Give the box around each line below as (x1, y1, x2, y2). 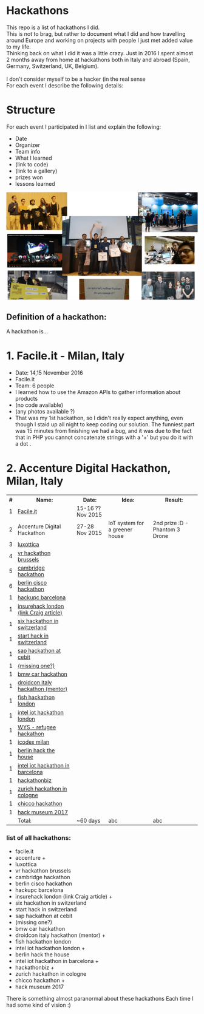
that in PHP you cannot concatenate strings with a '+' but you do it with (15, 434, 194, 441)
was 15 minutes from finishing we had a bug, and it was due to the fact (15, 427, 192, 435)
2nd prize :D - (152, 520, 189, 527)
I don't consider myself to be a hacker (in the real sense (6, 75, 146, 83)
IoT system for (108, 520, 144, 527)
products (15, 395, 38, 403)
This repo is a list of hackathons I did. (6, 24, 100, 31)
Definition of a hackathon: (6, 311, 107, 322)
